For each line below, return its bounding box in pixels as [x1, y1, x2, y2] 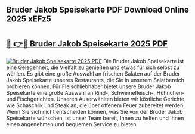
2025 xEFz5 [6, 14, 52, 24]
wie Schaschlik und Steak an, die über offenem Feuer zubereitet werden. [6, 102, 185, 109]
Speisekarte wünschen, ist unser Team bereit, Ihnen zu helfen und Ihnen [6, 114, 184, 121]
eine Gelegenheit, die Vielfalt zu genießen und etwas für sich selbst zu [6, 64, 180, 71]
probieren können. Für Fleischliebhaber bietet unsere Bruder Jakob [6, 83, 171, 90]
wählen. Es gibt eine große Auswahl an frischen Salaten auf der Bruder [6, 70, 181, 77]
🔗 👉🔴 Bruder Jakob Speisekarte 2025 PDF [6, 39, 168, 49]
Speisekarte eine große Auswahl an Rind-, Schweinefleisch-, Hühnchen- [6, 89, 185, 96]
